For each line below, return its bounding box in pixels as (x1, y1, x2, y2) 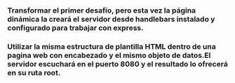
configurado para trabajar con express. (7, 23, 144, 33)
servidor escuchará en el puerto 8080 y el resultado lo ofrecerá (7, 59, 228, 68)
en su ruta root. (7, 68, 61, 77)
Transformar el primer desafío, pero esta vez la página (7, 6, 196, 15)
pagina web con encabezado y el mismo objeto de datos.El (7, 50, 211, 60)
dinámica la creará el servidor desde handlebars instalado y (7, 14, 215, 24)
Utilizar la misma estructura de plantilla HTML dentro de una (7, 41, 216, 51)
